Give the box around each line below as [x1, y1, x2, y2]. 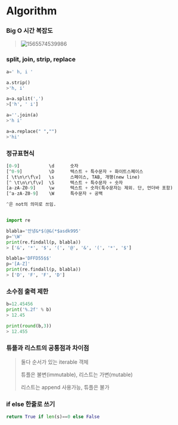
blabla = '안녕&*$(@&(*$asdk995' [6, 228, 82, 234]
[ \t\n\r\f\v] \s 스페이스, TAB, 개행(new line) [6, 174, 140, 180]
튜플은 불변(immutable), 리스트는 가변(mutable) [20, 371, 133, 378]
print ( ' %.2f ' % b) [6, 307, 52, 313]
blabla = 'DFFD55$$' [6, 255, 52, 261]
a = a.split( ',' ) [6, 96, 44, 102]
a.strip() [6, 79, 31, 86]
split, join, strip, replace [6, 55, 76, 64]
